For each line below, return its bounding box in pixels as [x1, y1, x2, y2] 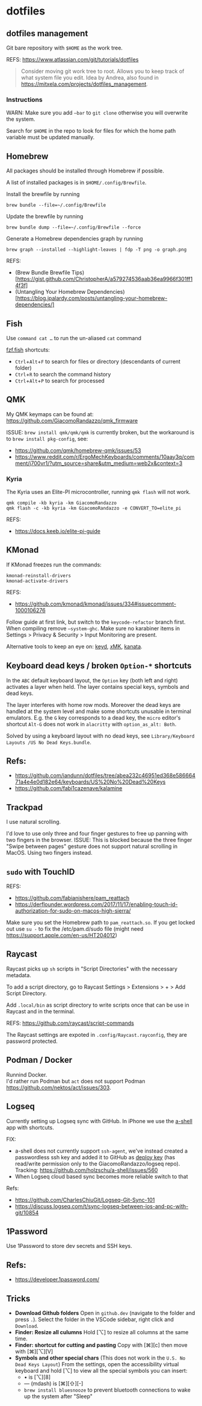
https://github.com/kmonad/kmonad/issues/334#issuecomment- [14, 600, 176, 607]
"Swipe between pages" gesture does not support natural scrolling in [6, 843, 178, 850]
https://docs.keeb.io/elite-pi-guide [14, 528, 101, 535]
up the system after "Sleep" [23, 1392, 93, 1400]
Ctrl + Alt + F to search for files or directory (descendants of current [14, 358, 181, 365]
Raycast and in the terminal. [6, 1007, 75, 1015]
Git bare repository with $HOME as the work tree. [6, 44, 123, 51]
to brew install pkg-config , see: [6, 435, 88, 442]
